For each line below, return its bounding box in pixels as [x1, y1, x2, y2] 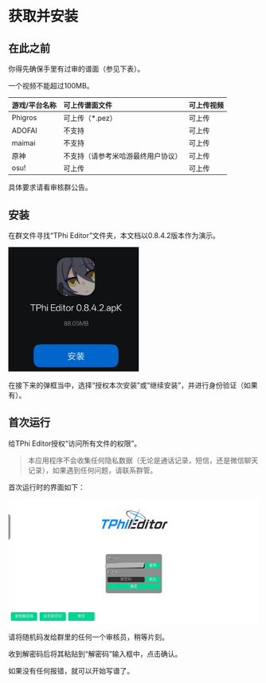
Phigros [11, 113, 37, 123]
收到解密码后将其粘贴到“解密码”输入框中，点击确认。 [8, 649, 182, 658]
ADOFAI [11, 125, 37, 135]
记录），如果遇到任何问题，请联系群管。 [27, 465, 158, 474]
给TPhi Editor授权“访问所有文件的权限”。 [8, 439, 142, 448]
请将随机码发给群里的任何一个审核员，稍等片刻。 [8, 632, 169, 642]
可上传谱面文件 [63, 100, 113, 110]
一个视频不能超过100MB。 [8, 81, 94, 90]
